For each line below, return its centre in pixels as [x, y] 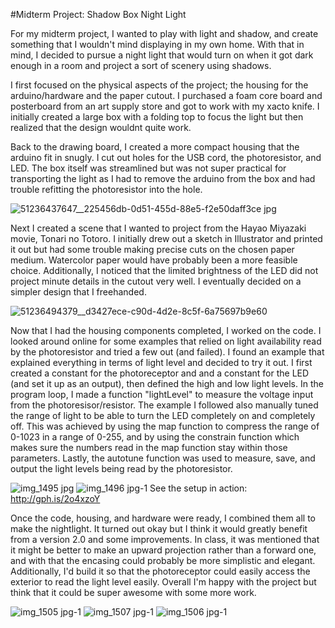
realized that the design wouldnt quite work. [101, 127]
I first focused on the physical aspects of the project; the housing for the [159, 85]
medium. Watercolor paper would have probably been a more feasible [154, 260]
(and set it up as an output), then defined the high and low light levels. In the [167, 383]
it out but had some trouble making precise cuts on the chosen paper [152, 249]
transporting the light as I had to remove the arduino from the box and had [163, 178]
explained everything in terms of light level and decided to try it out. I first [161, 362]
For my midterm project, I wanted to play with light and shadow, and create [164, 33]
